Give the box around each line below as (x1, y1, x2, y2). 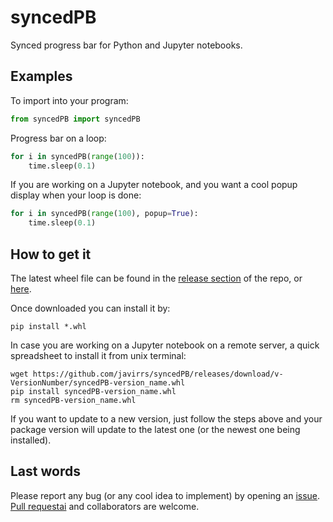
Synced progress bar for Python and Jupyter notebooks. (10, 39, 243, 51)
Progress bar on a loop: (10, 132, 107, 144)
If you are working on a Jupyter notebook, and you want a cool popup (10, 179, 298, 191)
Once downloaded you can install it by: (10, 302, 171, 314)
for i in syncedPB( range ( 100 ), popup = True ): (10, 209, 199, 219)
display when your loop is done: (10, 189, 142, 201)
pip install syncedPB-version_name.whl (10, 386, 177, 396)
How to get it (10, 246, 92, 263)
